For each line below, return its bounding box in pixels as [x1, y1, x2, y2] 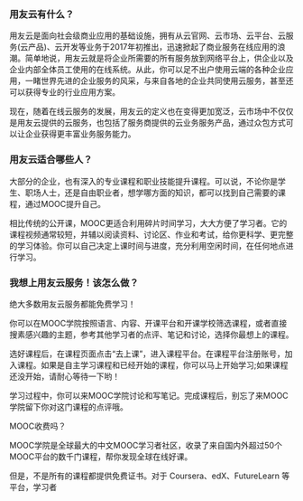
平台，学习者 [9, 481, 57, 492]
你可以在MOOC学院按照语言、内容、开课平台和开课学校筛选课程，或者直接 [9, 317, 288, 328]
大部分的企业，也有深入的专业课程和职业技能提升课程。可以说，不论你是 [9, 175, 278, 186]
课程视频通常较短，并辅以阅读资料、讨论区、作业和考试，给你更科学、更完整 [9, 229, 294, 240]
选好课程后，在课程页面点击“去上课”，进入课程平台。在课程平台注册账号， [9, 348, 286, 359]
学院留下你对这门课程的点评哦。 [9, 401, 128, 412]
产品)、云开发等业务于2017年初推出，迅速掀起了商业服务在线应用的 [28, 42, 278, 52]
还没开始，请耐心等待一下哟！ [9, 371, 120, 382]
